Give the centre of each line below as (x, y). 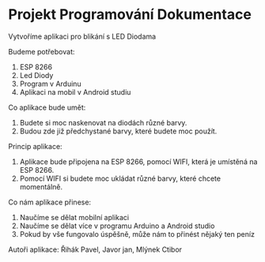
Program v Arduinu (50, 84)
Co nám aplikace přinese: (50, 202)
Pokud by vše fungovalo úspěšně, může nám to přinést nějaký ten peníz (137, 234)
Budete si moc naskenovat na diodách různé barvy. (103, 122)
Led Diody (36, 75)
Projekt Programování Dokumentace (130, 15)
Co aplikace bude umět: (47, 107)
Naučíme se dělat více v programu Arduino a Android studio (117, 226)
